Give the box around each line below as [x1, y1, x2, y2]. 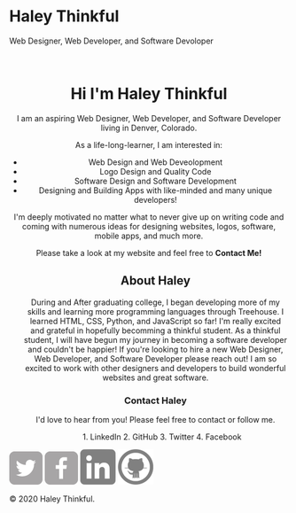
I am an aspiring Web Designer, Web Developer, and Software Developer [16, 113, 282, 123]
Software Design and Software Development [74, 175, 238, 186]
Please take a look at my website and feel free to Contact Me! [35, 247, 262, 258]
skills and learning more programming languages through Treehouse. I [27, 306, 284, 316]
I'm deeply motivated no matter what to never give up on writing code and [13, 211, 284, 222]
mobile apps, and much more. [94, 230, 204, 241]
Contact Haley [123, 394, 188, 407]
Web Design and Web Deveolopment [88, 157, 223, 167]
